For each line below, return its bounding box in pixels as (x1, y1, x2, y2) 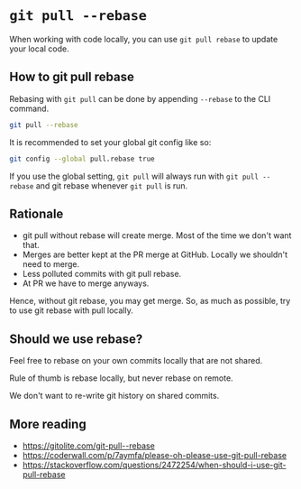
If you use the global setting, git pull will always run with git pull (9, 171, 260, 181)
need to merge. (22, 259, 79, 270)
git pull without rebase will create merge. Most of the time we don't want (22, 230, 292, 241)
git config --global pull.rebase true (9, 154, 155, 163)
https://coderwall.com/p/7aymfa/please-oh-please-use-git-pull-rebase (22, 449, 287, 460)
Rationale (9, 206, 64, 221)
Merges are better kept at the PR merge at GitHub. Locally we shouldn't (22, 249, 288, 260)
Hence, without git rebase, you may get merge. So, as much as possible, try (9, 296, 291, 307)
